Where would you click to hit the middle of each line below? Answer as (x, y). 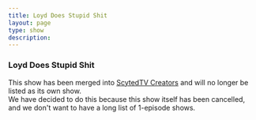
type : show (26, 30)
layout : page (30, 23)
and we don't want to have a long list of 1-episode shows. (102, 107)
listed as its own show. (45, 91)
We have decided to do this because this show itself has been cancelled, (127, 99)
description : (30, 37)
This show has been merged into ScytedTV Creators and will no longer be (128, 82)
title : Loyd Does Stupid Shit (58, 15)
